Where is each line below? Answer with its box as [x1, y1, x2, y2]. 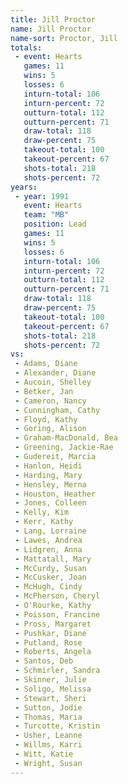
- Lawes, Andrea [14, 535, 83, 545]
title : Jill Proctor [10, 14, 97, 25]
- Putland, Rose [14, 637, 83, 648]
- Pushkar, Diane [14, 628, 87, 638]
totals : [10, 42, 43, 53]
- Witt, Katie [14, 749, 74, 759]
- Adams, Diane [14, 359, 78, 369]
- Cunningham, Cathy [14, 405, 101, 415]
